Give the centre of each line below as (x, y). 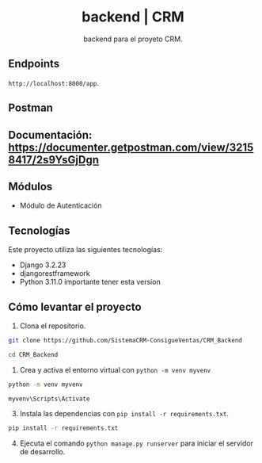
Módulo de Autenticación (61, 205)
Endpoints (34, 64)
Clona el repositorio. (53, 326)
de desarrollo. (42, 452)
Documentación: (50, 135)
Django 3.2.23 (43, 265)
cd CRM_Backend (33, 354)
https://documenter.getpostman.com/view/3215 (131, 147)
